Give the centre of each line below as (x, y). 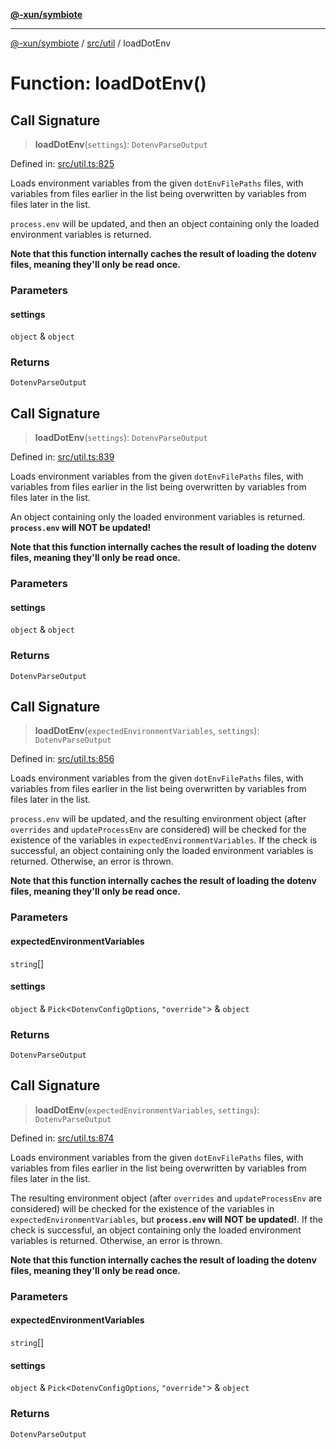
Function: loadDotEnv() (108, 83)
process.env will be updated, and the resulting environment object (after (158, 819)
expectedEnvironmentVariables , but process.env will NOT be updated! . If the (166, 1219)
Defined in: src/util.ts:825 (62, 163)
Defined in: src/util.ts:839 (62, 457)
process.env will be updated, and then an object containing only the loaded (165, 223)
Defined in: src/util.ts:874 (62, 1138)
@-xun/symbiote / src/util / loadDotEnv (91, 43)
